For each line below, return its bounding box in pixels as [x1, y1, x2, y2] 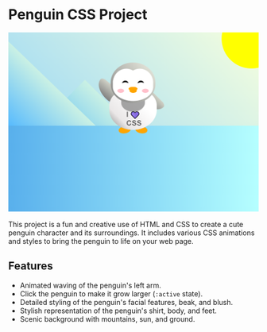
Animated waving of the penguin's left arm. [19, 280, 161, 290]
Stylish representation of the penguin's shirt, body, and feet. [19, 306, 217, 315]
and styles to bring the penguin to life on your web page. [8, 236, 194, 245]
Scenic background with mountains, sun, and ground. [19, 314, 195, 323]
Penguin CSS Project [8, 6, 148, 24]
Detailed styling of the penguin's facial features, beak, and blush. [19, 297, 234, 307]
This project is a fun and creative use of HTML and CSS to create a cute [8, 219, 244, 229]
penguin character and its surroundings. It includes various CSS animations [8, 228, 255, 237]
